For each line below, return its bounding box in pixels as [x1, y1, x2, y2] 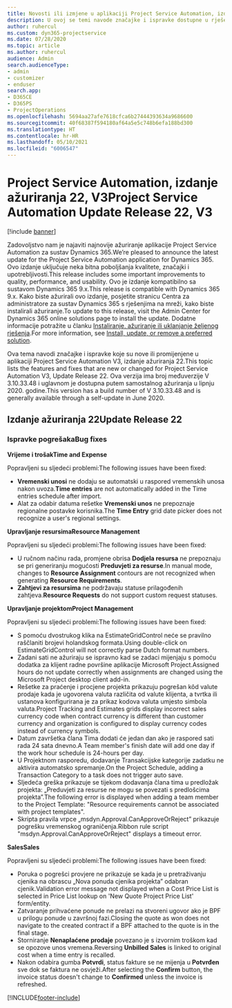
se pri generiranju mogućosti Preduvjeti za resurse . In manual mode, [17, 561, 213, 569]
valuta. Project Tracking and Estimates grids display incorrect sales [17, 704, 207, 713]
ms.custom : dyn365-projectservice [7, 29, 107, 37]
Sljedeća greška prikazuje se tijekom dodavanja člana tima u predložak [17, 778, 219, 786]
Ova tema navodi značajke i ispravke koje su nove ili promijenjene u [7, 349, 199, 358]
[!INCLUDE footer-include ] [7, 993, 81, 1002]
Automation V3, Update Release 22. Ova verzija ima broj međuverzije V [7, 372, 209, 380]
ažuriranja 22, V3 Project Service [7, 190, 198, 205]
